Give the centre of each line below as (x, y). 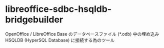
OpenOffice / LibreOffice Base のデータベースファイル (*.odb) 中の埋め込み (82, 34)
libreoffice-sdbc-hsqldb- (58, 9)
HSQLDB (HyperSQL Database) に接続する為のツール (60, 40)
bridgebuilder (34, 20)
